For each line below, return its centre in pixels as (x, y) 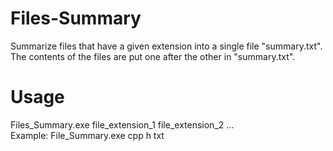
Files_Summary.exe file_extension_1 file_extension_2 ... (122, 124)
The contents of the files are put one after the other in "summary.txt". (153, 56)
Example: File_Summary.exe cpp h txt (87, 135)
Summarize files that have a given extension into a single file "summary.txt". (166, 46)
